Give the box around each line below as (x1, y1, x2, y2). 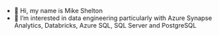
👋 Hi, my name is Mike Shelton (13, 7, 103, 15)
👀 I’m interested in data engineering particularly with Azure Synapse (13, 14, 213, 22)
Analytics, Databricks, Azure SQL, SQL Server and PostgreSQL (13, 21, 196, 29)
